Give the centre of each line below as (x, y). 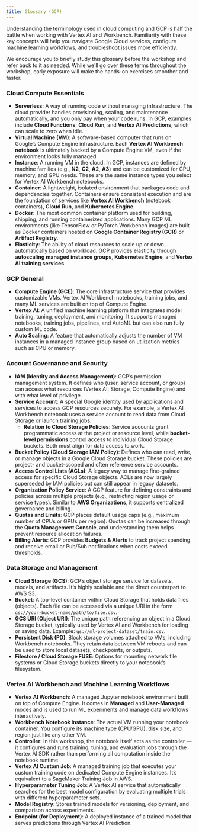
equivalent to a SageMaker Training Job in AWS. (74, 779)
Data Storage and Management (52, 568)
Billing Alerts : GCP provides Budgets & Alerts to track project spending (102, 540)
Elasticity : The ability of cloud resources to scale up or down (89, 244)
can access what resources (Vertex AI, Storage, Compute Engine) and (100, 389)
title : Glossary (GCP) (34, 12)
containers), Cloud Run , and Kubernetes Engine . (75, 206)
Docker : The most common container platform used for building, (94, 213)
